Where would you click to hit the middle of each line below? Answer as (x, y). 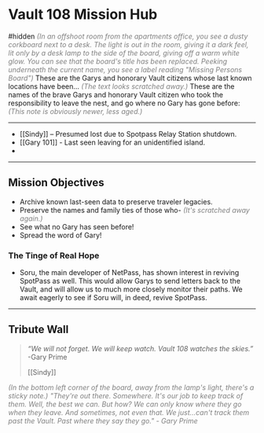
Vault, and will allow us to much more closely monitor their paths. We (131, 289)
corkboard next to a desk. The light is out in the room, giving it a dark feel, (128, 44)
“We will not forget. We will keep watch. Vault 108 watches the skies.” (140, 348)
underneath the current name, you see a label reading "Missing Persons (125, 69)
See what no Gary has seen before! (77, 226)
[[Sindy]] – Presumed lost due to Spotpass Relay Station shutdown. (128, 134)
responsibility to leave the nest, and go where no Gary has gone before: (124, 103)
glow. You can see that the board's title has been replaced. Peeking (118, 61)
